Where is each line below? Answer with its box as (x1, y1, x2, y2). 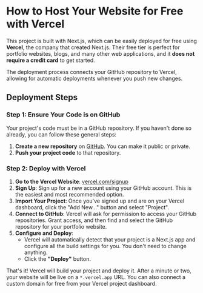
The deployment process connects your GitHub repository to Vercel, (6, 68, 177, 75)
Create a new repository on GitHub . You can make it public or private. (15, 143, 191, 150)
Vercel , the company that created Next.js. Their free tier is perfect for (6, 44, 180, 51)
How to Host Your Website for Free (6, 4, 184, 18)
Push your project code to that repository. (15, 149, 121, 156)
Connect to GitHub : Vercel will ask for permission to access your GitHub (15, 210, 197, 217)
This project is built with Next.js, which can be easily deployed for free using (6, 37, 197, 44)
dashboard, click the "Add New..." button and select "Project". (15, 203, 170, 210)
